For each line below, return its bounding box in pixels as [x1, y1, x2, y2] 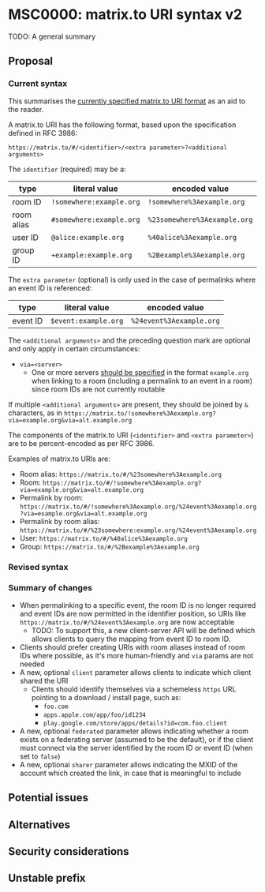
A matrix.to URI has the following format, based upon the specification [8, 120, 237, 129]
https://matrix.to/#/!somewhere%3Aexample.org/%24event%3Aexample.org [19, 503, 257, 511]
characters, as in [8, 408, 63, 418]
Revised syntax [8, 561, 69, 572]
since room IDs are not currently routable [31, 384, 166, 394]
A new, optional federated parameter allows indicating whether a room [19, 726, 249, 736]
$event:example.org [50, 316, 124, 325]
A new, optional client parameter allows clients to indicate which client [19, 667, 252, 676]
